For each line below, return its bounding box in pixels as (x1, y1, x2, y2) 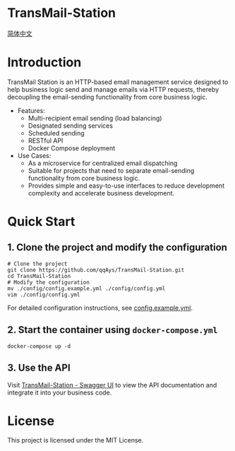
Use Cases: (17, 151, 52, 160)
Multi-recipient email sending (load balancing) (28, 114, 162, 122)
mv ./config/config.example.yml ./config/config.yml (7, 284, 166, 292)
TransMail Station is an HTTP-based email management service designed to (7, 78, 229, 86)
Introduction (7, 54, 82, 71)
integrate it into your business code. (7, 388, 112, 397)
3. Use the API (7, 362, 71, 374)
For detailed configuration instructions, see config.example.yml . (7, 303, 193, 312)
